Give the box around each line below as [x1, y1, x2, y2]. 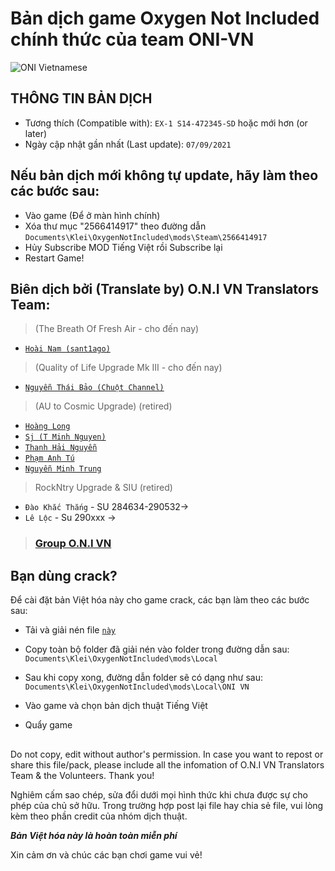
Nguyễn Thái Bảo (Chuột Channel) [24, 383, 165, 393]
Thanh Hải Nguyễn [24, 443, 98, 453]
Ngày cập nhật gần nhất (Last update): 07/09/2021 [24, 138, 232, 150]
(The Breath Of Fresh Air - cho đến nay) [34, 323, 200, 335]
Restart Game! [24, 252, 85, 264]
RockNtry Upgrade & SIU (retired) [34, 482, 173, 494]
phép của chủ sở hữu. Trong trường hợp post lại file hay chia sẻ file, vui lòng [10, 799, 324, 811]
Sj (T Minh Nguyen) [24, 432, 107, 442]
